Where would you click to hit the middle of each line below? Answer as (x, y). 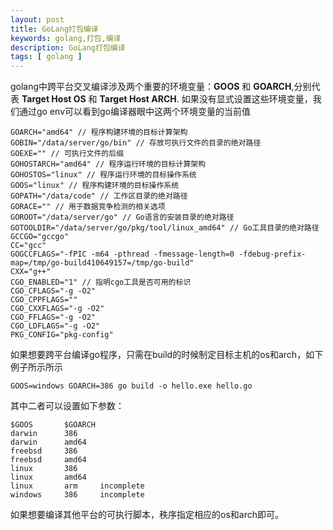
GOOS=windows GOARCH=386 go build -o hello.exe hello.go (131, 386)
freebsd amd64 (48, 460)
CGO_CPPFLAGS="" (44, 300)
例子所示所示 (36, 367)
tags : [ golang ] (46, 57)
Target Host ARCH (138, 99)
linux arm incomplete (77, 486)
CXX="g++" (31, 272)
